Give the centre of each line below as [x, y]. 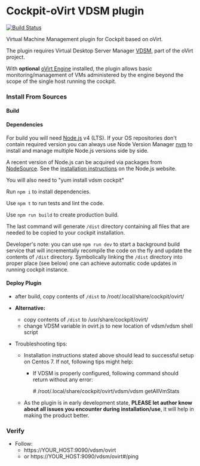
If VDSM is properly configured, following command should [106, 373]
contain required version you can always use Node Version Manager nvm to [99, 144]
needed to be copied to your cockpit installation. [66, 232]
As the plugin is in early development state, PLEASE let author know [108, 402]
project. [16, 57]
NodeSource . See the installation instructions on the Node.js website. [91, 168]
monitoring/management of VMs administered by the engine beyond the [95, 75]
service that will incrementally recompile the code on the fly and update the [99, 250]
